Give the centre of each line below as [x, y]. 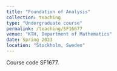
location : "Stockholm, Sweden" [46, 46]
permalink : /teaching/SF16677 [45, 29]
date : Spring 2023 [29, 40]
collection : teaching [34, 17]
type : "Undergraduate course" [45, 23]
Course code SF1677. [33, 62]
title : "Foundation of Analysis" [48, 12]
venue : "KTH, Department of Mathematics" [59, 34]
